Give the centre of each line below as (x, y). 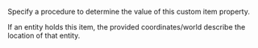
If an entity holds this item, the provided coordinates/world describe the (127, 27)
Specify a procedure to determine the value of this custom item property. (129, 12)
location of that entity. (44, 36)
